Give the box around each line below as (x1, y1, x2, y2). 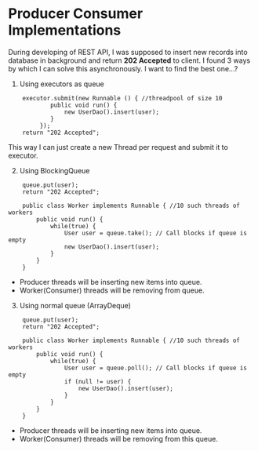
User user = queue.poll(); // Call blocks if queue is (64, 364, 247, 372)
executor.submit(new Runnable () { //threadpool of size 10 (22, 94, 223, 102)
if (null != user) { (64, 377, 132, 385)
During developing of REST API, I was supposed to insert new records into (8, 47, 249, 56)
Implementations (8, 21, 122, 39)
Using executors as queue (19, 79, 104, 89)
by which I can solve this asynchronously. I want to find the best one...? (8, 64, 238, 73)
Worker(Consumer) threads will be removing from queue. (19, 286, 205, 295)
